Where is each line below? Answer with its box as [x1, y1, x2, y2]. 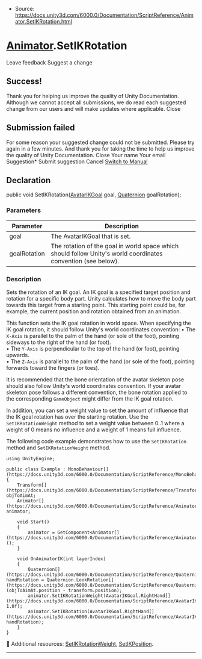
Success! [6, 77, 42, 87]
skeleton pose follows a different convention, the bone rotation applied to [6, 389, 188, 396]
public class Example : [6, 466, 66, 472]
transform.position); [68, 587, 122, 593]
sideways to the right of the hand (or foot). [6, 339, 111, 346]
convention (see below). [50, 257, 119, 265]
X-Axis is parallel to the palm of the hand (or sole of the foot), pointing [6, 332, 179, 339]
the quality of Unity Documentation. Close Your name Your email [6, 151, 166, 158]
